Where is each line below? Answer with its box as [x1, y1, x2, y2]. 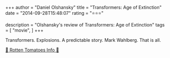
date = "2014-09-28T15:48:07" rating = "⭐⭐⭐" [5, 10, 104, 16]
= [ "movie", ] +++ [5, 27, 44, 33]
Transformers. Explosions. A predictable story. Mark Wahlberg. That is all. [5, 37, 161, 43]
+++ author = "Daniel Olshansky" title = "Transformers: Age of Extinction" [5, 5, 162, 10]
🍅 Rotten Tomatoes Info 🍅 [5, 47, 59, 53]
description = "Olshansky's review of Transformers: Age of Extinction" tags [5, 22, 165, 27]
